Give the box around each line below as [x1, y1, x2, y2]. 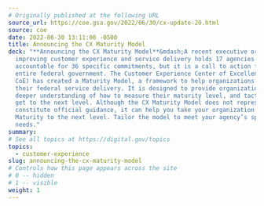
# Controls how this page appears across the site [8, 164, 178, 172]
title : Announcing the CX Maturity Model [8, 41, 146, 49]
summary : [8, 128, 37, 136]
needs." [15, 121, 41, 128]
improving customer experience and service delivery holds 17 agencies [15, 56, 255, 63]
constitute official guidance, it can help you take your [15, 107, 210, 114]
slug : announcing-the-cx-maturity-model [8, 157, 143, 165]
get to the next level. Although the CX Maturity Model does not [15, 99, 234, 107]
